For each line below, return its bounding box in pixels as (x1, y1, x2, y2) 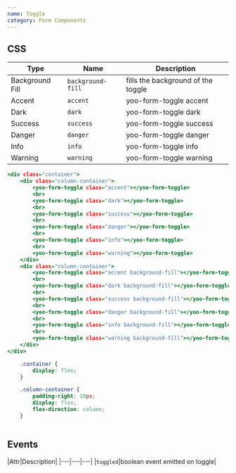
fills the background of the (126, 75, 213, 85)
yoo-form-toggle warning (126, 153, 213, 163)
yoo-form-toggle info (126, 141, 199, 151)
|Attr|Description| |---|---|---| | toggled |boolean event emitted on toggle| (7, 457, 216, 465)
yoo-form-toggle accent (126, 96, 209, 106)
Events (7, 439, 39, 450)
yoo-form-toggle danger (126, 130, 209, 140)
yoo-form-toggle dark (126, 107, 202, 117)
